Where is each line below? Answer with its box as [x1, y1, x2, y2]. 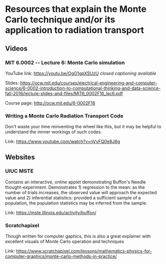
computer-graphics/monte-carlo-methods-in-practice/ [5, 254, 117, 260]
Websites [5, 153, 35, 161]
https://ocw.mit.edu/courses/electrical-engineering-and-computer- [19, 80, 158, 86]
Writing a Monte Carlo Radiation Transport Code [5, 112, 124, 119]
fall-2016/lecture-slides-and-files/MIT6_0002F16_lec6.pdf [5, 90, 123, 96]
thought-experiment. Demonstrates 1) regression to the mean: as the [5, 184, 145, 190]
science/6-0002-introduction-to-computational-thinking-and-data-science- [5, 85, 161, 91]
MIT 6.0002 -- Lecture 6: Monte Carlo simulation [5, 59, 125, 66]
